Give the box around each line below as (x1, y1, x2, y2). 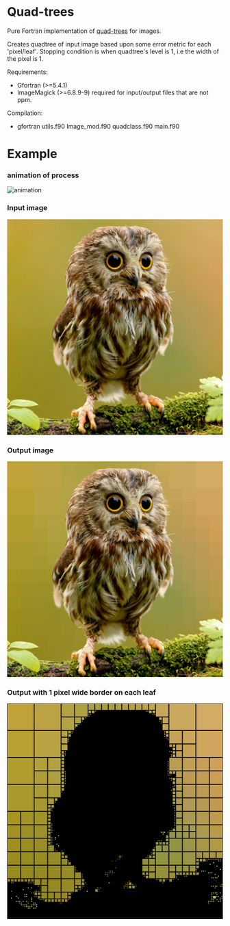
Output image (7, 446, 54, 455)
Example (7, 146, 57, 162)
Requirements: (7, 68, 48, 76)
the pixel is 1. (7, 54, 44, 62)
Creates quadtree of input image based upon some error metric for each (7, 40, 212, 48)
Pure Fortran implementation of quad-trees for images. (7, 27, 162, 35)
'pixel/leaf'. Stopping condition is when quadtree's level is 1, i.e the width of (7, 47, 219, 55)
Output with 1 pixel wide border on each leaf (7, 687, 156, 697)
